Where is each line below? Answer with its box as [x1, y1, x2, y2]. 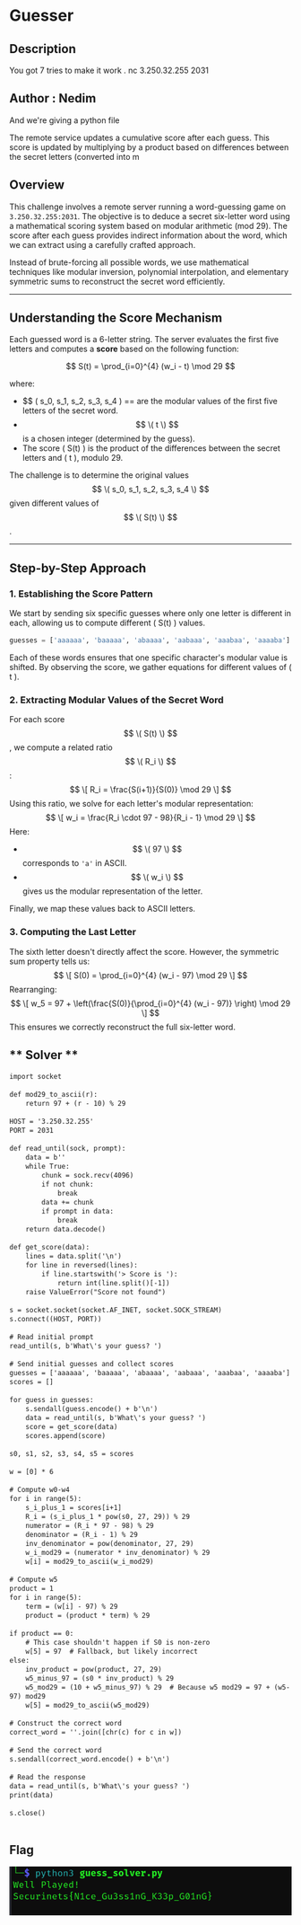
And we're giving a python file [9, 114, 120, 126]
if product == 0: [9, 1629, 74, 1638]
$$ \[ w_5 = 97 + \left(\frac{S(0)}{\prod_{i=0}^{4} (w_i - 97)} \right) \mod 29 [10, 998, 291, 1009]
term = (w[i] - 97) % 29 [25, 1603, 118, 1612]
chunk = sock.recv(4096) [41, 1171, 134, 1180]
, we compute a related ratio [9, 742, 114, 753]
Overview [9, 177, 65, 193]
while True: [25, 1162, 70, 1171]
